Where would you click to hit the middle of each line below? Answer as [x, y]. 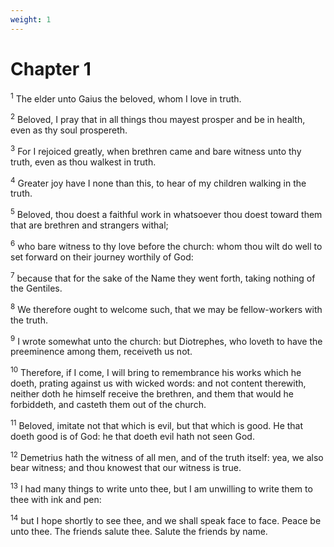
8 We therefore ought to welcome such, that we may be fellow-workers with [166, 308]
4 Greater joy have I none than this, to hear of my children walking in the [158, 182]
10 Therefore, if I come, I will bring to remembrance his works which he [156, 372]
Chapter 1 [51, 68]
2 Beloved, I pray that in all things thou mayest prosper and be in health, [158, 118]
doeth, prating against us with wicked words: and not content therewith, [158, 383]
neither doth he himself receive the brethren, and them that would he [152, 394]
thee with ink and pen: [56, 500]
